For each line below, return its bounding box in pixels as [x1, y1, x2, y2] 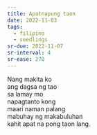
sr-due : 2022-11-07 [7, 43, 64, 50]
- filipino [13, 29, 45, 37]
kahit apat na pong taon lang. [7, 120, 91, 128]
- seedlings [13, 36, 48, 43]
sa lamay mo [7, 90, 44, 98]
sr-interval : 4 [7, 50, 51, 57]
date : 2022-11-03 [7, 17, 58, 24]
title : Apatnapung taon [7, 10, 76, 17]
